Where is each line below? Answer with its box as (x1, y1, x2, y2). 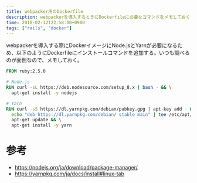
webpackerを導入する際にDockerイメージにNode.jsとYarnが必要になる (6, 42, 178, 49)
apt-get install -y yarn (11, 122, 72, 128)
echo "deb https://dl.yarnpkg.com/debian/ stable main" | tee (11, 111, 167, 118)
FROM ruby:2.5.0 (6, 68, 46, 74)
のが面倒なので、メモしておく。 (6, 56, 83, 64)
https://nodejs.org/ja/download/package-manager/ (14, 164, 138, 171)
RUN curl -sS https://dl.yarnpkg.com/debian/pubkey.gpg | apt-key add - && (6, 106, 195, 112)
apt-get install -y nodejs (11, 89, 77, 96)
